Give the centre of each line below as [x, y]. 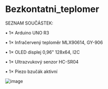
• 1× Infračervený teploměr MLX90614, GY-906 [54, 42]
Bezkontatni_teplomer [52, 9]
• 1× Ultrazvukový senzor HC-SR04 [42, 61]
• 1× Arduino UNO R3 [27, 32]
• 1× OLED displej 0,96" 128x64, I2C [43, 52]
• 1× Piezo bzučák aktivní [31, 71]
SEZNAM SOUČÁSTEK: [29, 23]
